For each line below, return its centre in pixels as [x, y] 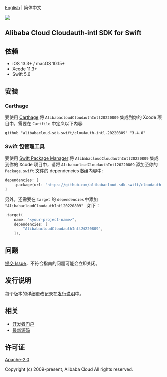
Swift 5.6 [21, 74]
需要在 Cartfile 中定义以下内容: [51, 123]
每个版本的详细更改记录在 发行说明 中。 [44, 293]
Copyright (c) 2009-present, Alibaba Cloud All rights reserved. [69, 369]
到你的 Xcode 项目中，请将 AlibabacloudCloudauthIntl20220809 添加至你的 [82, 165]
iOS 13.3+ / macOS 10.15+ [39, 64]
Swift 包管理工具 [25, 146]
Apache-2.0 [17, 360]
